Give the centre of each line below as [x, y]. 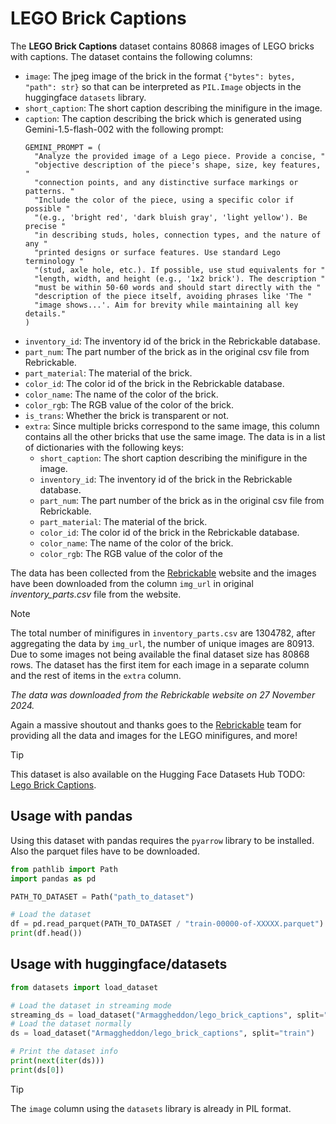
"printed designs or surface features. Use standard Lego [157, 252]
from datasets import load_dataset [84, 987]
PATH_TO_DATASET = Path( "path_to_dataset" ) [102, 897]
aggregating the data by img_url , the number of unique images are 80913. [162, 643]
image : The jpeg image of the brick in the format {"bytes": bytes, [160, 76]
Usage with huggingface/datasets [119, 964]
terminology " [54, 261]
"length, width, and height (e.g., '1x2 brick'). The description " [180, 278]
